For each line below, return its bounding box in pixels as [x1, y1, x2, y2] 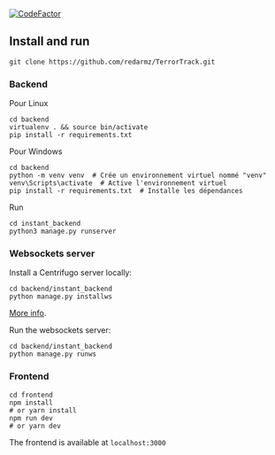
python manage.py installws [9, 292, 113, 301]
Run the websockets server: [9, 325, 111, 335]
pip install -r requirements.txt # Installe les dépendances [9, 187, 243, 196]
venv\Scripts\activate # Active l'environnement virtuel [9, 179, 227, 188]
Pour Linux [9, 98, 49, 109]
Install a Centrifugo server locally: [9, 267, 133, 278]
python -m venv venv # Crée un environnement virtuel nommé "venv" [9, 171, 267, 181]
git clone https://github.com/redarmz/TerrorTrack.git [9, 58, 216, 66]
